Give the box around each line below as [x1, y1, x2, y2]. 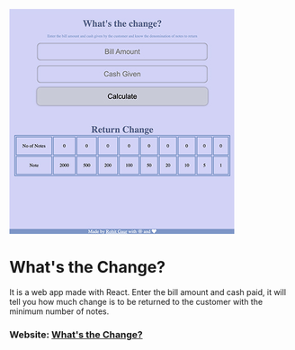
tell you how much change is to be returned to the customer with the [9, 296, 264, 307]
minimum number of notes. [9, 306, 110, 317]
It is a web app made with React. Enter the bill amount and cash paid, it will [9, 286, 286, 297]
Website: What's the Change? [9, 328, 143, 341]
